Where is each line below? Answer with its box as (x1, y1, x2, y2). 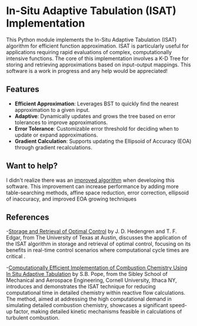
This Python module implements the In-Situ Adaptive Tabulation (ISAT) (6, 36, 177, 43)
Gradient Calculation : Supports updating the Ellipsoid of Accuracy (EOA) (14, 137, 192, 145)
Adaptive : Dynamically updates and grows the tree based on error (14, 112, 176, 119)
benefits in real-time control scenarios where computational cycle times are (6, 247, 189, 254)
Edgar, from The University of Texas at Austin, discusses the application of (6, 234, 187, 241)
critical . (6, 253, 26, 260)
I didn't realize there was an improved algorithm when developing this (6, 177, 175, 184)
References (6, 212, 49, 222)
